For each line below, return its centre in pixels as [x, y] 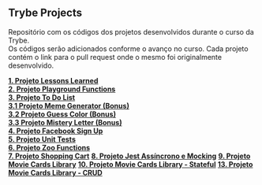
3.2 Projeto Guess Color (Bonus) [62, 114]
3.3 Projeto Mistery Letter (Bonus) [65, 122]
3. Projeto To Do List [42, 97]
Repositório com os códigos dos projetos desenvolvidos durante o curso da [131, 31]
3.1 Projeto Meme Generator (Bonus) [69, 105]
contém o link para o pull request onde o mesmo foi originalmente [115, 57]
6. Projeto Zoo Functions [49, 147]
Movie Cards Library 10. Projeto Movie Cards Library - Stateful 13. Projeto [131, 164]
